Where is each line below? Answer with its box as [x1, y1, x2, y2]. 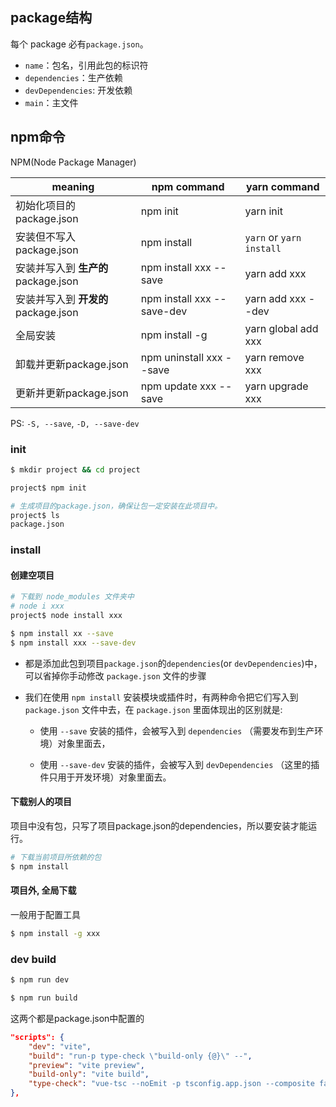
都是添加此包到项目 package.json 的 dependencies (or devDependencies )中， [24, 657, 323, 669]
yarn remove [244, 350, 305, 364]
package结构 [10, 9, 93, 27]
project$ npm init [10, 483, 87, 493]
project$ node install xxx [10, 611, 123, 621]
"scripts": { [10, 1032, 65, 1042]
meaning [51, 179, 95, 193]
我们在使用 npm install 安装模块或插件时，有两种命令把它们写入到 [24, 691, 299, 703]
